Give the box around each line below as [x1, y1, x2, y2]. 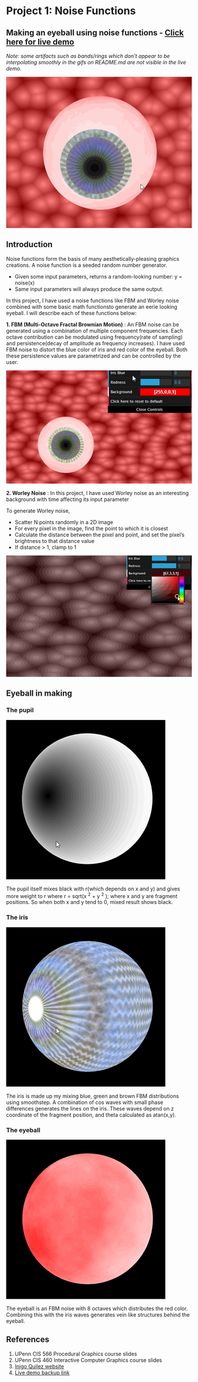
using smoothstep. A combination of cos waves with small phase [6, 1099, 164, 1106]
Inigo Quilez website [14, 1363, 64, 1370]
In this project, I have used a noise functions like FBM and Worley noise [6, 297, 179, 304]
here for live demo [6, 37, 75, 47]
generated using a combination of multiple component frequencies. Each [6, 327, 184, 334]
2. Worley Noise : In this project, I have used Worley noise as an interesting [6, 490, 189, 497]
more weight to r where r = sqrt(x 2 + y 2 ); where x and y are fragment [6, 891, 178, 899]
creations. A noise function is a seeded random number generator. [6, 261, 168, 268]
